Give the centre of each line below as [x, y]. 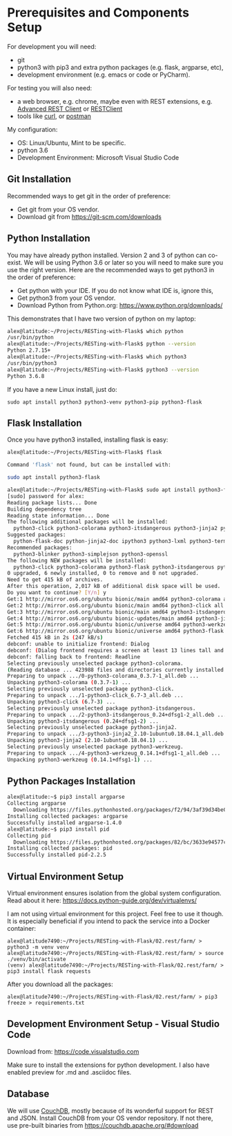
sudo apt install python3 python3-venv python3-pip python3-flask [105, 402]
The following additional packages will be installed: [88, 522]
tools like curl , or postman [54, 116]
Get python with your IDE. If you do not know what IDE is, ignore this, [115, 290]
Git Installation [39, 179]
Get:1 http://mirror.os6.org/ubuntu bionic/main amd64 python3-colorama [114, 599]
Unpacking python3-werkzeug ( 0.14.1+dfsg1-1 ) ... [80, 759]
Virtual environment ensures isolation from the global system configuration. [115, 893]
